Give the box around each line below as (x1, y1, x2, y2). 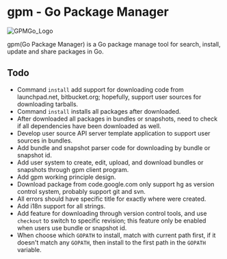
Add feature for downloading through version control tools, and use (16, 209, 207, 217)
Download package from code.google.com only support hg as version (16, 180, 215, 188)
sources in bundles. (16, 136, 73, 145)
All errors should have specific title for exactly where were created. (16, 195, 206, 203)
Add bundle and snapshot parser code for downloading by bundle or (16, 143, 211, 151)
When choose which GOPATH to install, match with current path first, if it (16, 231, 216, 239)
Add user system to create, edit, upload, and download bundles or (16, 158, 204, 166)
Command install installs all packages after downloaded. (16, 107, 181, 115)
